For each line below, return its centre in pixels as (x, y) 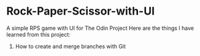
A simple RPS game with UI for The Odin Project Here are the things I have (100, 28)
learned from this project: (38, 34)
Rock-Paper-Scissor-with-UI (81, 11)
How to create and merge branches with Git (70, 46)
